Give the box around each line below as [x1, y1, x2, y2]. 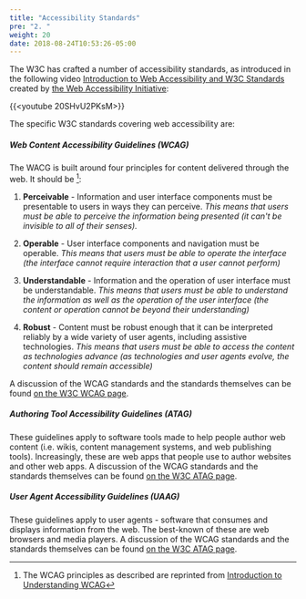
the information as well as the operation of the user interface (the [22, 294, 269, 305]
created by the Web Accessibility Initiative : [9, 83, 169, 94]
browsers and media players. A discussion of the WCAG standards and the [9, 533, 290, 544]
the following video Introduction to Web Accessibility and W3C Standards [9, 74, 285, 85]
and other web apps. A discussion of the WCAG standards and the [9, 460, 259, 471]
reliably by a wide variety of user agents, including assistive [22, 331, 248, 342]
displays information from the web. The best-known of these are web [9, 523, 270, 534]
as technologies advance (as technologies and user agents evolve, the [22, 350, 290, 361]
